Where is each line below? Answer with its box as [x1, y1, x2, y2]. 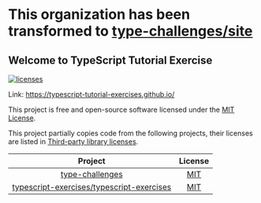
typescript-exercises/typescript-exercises [12, 182, 172, 192]
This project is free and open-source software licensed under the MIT [8, 105, 235, 114]
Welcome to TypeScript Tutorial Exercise [8, 54, 213, 67]
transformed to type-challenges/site [8, 22, 253, 40]
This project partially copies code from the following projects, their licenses [8, 128, 254, 138]
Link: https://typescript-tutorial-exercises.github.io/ [8, 90, 175, 99]
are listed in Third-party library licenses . [8, 137, 139, 146]
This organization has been [8, 6, 191, 24]
